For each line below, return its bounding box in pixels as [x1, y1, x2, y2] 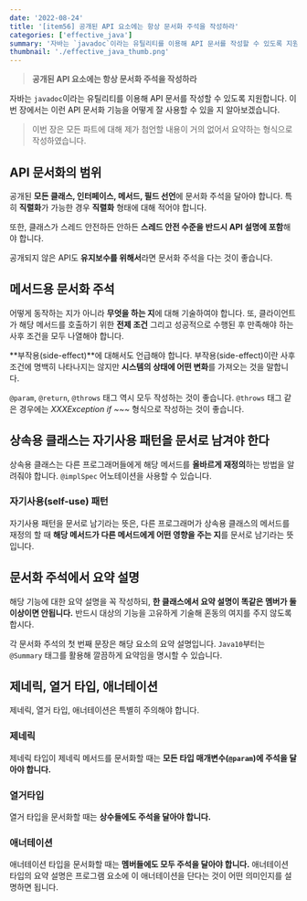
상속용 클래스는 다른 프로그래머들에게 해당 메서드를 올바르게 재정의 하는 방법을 [9, 459, 285, 470]
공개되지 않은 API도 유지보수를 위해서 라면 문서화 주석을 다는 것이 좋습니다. [9, 252, 273, 263]
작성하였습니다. [31, 135, 87, 146]
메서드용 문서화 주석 [9, 281, 115, 297]
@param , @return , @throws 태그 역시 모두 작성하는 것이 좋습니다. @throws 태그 [9, 392, 282, 403]
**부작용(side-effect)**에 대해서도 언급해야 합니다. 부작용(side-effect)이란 [9, 349, 279, 361]
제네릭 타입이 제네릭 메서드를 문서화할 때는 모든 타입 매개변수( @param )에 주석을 [9, 752, 288, 763]
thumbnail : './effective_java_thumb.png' [9, 48, 170, 57]
